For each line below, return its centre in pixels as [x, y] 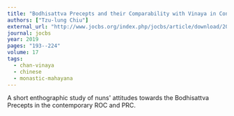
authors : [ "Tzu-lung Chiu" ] [48, 20]
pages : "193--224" [34, 46]
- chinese [28, 72]
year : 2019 [23, 40]
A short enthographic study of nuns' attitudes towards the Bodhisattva [108, 98]
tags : [15, 59]
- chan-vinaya [34, 65]
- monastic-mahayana [43, 78]
